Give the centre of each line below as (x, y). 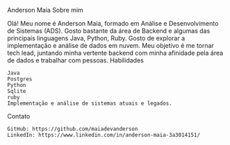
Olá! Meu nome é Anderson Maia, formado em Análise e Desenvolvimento (113, 23)
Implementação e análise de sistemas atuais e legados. (90, 103)
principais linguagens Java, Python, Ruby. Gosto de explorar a (96, 38)
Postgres (20, 79)
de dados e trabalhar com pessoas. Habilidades (75, 60)
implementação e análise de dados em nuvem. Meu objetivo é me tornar (110, 45)
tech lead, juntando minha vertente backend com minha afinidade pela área (115, 53)
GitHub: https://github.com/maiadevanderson (73, 129)
